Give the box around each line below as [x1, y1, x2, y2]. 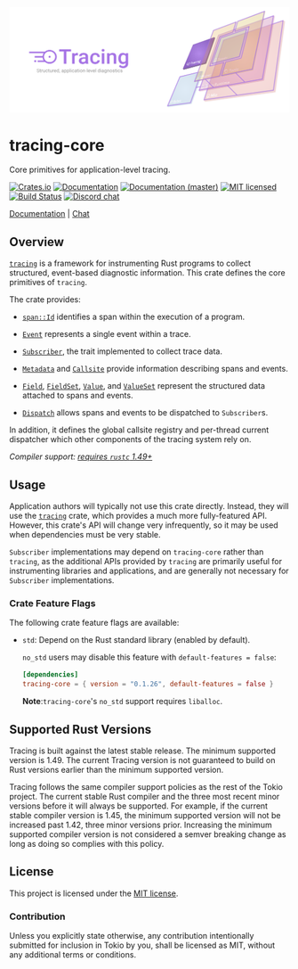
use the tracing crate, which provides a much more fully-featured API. [9, 511, 268, 521]
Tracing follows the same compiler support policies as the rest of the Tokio [9, 781, 283, 792]
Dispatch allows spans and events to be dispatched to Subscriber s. [21, 407, 269, 418]
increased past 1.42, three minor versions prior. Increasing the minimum [9, 819, 273, 830]
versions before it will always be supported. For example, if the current [9, 801, 269, 811]
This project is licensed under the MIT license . [9, 888, 179, 899]
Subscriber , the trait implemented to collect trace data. [21, 346, 222, 357]
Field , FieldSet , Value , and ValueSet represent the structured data [21, 381, 265, 391]
